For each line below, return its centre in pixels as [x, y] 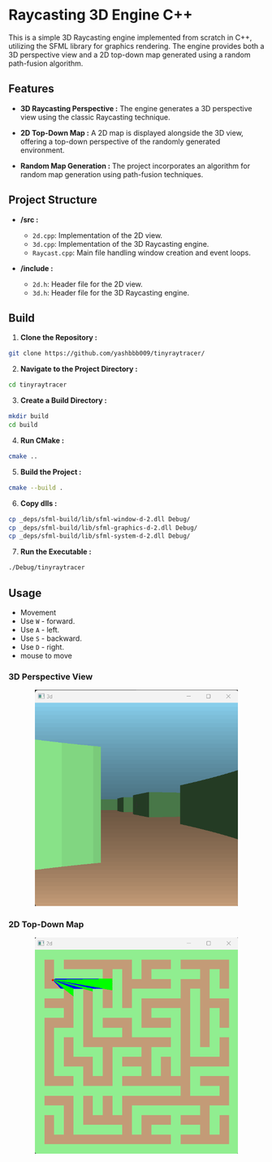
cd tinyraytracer [38, 385]
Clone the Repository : [58, 338]
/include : [37, 268]
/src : [29, 219]
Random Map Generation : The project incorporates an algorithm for [135, 166]
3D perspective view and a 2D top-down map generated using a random [130, 54]
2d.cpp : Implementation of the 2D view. [97, 235]
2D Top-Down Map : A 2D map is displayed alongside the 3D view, [132, 132]
